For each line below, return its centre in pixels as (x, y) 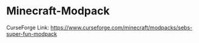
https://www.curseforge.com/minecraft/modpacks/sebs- (122, 27)
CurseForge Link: (28, 27)
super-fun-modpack (32, 33)
